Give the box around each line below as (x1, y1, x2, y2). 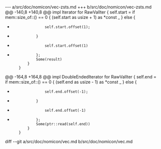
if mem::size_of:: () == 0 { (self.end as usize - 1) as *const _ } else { (5, 79, 137, 85)
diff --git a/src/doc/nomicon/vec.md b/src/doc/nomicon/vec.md (5, 139, 133, 144)
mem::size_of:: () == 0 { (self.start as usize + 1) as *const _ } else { (5, 15, 135, 20)
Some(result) (36, 57, 62, 62)
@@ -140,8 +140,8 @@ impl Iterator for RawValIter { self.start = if (5, 9, 135, 15)
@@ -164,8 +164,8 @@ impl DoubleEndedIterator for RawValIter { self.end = (5, 74, 157, 79)
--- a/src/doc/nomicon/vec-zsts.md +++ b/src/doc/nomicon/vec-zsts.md (5, 4, 152, 10)
